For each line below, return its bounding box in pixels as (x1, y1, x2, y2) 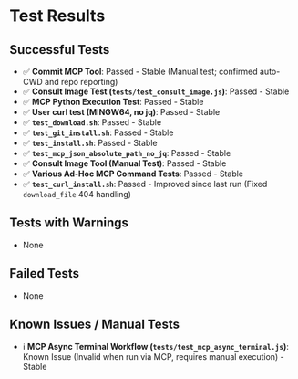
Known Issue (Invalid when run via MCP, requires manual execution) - (22, 352, 284, 363)
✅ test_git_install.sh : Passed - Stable (22, 127, 174, 138)
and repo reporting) (44, 77, 118, 87)
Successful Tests (9, 42, 110, 58)
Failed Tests (9, 266, 80, 281)
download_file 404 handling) (22, 189, 132, 199)
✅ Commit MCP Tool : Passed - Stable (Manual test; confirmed (22, 66, 258, 77)
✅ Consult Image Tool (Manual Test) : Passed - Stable (22, 158, 227, 169)
